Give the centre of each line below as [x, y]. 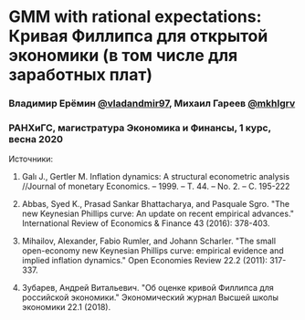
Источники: [31, 159]
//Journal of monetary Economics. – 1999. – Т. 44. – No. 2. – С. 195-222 [156, 186]
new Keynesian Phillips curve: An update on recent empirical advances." [158, 214]
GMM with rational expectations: [135, 17]
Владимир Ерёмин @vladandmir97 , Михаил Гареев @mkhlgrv [152, 104]
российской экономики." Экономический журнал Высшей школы [150, 297]
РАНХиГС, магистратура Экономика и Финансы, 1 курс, [140, 128]
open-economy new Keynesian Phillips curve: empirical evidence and [152, 251]
